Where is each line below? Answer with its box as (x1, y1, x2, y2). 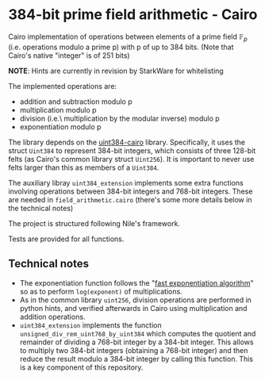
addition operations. (19, 312, 86, 321)
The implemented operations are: (8, 81, 117, 90)
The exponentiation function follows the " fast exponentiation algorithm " (19, 278, 254, 287)
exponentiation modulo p (19, 121, 102, 132)
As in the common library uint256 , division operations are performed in (19, 295, 252, 305)
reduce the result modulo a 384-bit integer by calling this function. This (19, 354, 254, 363)
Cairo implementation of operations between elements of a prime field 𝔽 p (8, 32, 248, 43)
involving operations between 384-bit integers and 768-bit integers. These (8, 186, 253, 196)
